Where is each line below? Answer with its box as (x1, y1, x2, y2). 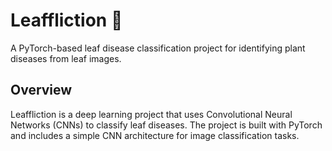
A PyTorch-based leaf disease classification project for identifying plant (10, 42, 306, 54)
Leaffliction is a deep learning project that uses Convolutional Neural (10, 108, 293, 120)
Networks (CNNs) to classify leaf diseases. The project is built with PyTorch (10, 119, 323, 131)
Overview (10, 82, 73, 99)
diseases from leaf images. (10, 52, 122, 64)
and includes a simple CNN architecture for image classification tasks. (10, 129, 300, 141)
